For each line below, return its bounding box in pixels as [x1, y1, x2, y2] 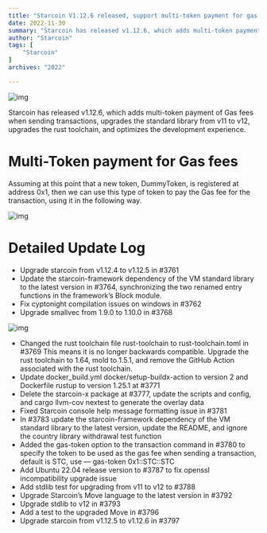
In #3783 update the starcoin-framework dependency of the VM [19, 414, 230, 424]
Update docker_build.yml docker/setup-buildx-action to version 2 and [19, 372, 249, 382]
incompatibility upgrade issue [19, 473, 117, 483]
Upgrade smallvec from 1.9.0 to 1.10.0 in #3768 [19, 307, 173, 317]
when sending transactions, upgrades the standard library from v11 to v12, [8, 116, 250, 126]
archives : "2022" [8, 64, 66, 72]
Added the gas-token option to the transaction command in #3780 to [19, 439, 246, 449]
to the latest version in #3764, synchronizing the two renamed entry [19, 282, 242, 291]
